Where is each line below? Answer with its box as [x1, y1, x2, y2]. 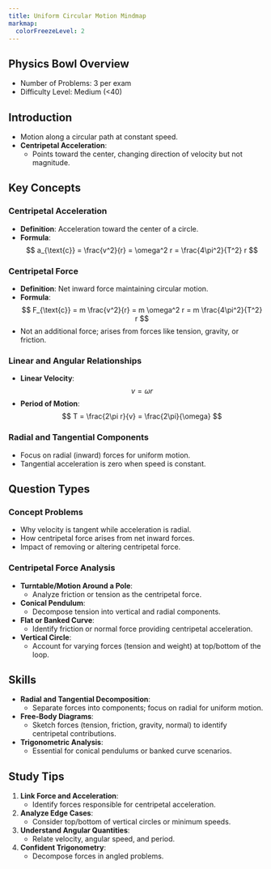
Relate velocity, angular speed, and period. [32, 834, 176, 844]
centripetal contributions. [32, 729, 116, 739]
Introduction [8, 110, 73, 124]
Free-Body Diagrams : [19, 712, 95, 722]
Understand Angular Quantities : [19, 825, 130, 835]
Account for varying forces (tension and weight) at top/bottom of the [32, 641, 261, 650]
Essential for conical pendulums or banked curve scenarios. [32, 746, 232, 756]
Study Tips [8, 769, 65, 783]
